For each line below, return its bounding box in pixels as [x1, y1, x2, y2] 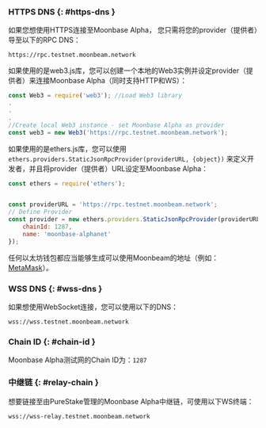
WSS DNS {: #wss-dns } [8, 283, 103, 294]
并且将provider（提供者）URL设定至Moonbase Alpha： [28, 163, 208, 173]
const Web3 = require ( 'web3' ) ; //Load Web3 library [8, 92, 182, 100]
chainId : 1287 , [22, 223, 73, 231]
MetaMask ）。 [8, 262, 53, 272]
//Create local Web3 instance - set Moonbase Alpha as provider [8, 121, 225, 129]
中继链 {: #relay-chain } [8, 377, 99, 388]
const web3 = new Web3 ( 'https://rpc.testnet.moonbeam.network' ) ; [8, 128, 228, 136]
